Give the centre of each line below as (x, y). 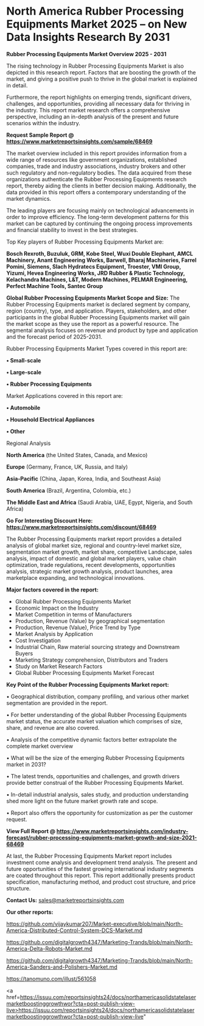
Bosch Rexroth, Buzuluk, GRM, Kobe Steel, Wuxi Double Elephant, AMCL (100, 253)
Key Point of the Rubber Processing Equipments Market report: (88, 684)
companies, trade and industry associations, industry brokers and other (96, 166)
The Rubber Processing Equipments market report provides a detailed (94, 539)
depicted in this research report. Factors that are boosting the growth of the (101, 72)
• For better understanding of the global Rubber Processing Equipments (97, 715)
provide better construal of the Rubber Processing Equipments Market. (95, 782)
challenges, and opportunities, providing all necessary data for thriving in (98, 103)
